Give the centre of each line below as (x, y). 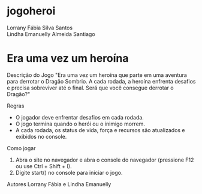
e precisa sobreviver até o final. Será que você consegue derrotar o (90, 88)
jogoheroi (31, 11)
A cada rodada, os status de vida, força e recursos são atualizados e (100, 130)
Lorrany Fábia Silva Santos (40, 28)
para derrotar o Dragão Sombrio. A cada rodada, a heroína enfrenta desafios (101, 81)
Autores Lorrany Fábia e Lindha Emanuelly (59, 184)
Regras (16, 106)
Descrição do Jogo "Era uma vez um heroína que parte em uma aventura (97, 75)
